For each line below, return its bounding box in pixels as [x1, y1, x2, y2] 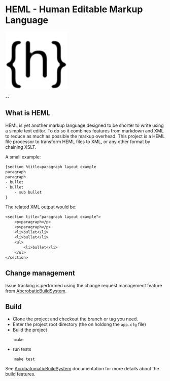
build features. [5, 371, 36, 377]
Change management [5, 269, 75, 278]
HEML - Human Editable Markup [5, 4, 143, 15]
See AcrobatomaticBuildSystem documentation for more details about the [5, 366, 159, 372]
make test [14, 357, 36, 362]
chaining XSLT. [5, 144, 37, 150]
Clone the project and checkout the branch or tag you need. [12, 316, 139, 322]
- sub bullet [14, 189, 42, 195]
